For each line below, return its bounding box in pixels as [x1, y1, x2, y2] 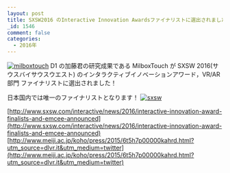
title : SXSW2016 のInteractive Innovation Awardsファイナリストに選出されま [7, 16, 217, 23]
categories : [7, 36, 41, 43]
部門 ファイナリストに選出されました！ [7, 79, 117, 86]
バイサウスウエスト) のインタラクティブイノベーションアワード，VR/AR [18, 70, 220, 78]
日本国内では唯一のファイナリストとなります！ [7, 93, 139, 102]
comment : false [7, 29, 51, 36]
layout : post [7, 10, 44, 17]
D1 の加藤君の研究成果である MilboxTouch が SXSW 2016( [50, 62, 213, 69]
